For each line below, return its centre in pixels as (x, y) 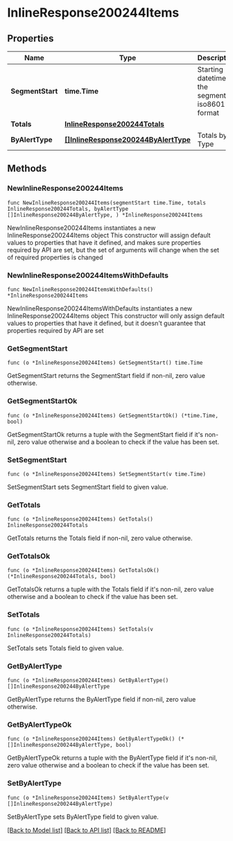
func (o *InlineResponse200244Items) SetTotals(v (80, 629)
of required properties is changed (55, 257)
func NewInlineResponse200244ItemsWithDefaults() (80, 289)
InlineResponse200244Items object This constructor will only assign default (116, 315)
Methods (27, 169)
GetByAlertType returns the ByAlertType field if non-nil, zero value (102, 700)
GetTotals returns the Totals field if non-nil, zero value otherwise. (100, 538)
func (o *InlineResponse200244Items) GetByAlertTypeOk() (91, 739)
